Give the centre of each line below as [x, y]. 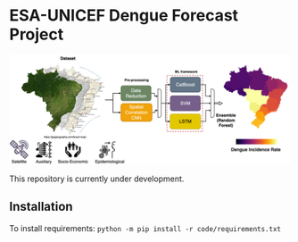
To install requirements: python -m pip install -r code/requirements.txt [145, 228]
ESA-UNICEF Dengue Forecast [124, 16]
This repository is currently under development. [97, 179]
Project [37, 34]
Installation [41, 207]
